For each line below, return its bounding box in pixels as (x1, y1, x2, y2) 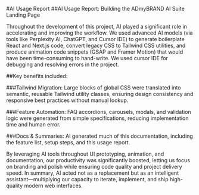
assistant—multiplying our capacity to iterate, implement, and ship (6, 176, 169, 182)
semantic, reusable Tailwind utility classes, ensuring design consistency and (6, 91, 194, 97)
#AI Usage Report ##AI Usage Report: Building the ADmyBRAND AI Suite (6, 5, 185, 12)
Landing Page (6, 11, 41, 18)
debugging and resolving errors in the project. (6, 61, 119, 68)
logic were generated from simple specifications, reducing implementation (6, 114, 189, 122)
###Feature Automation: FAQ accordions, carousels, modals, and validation (6, 109, 192, 115)
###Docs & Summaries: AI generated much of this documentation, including (6, 132, 194, 140)
